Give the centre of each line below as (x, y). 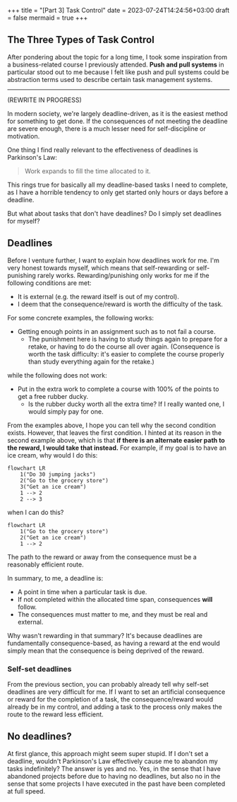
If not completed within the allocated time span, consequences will (115, 599)
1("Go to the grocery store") (65, 531)
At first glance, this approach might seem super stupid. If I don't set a (108, 753)
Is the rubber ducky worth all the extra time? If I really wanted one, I (126, 404)
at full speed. (26, 791)
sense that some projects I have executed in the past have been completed (116, 784)
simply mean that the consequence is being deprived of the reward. (106, 651)
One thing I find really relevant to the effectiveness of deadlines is (103, 150)
